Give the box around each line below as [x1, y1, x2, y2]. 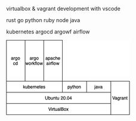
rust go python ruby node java [6, 17, 81, 23]
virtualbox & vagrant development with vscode [6, 5, 121, 12]
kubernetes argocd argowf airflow [6, 28, 91, 35]
